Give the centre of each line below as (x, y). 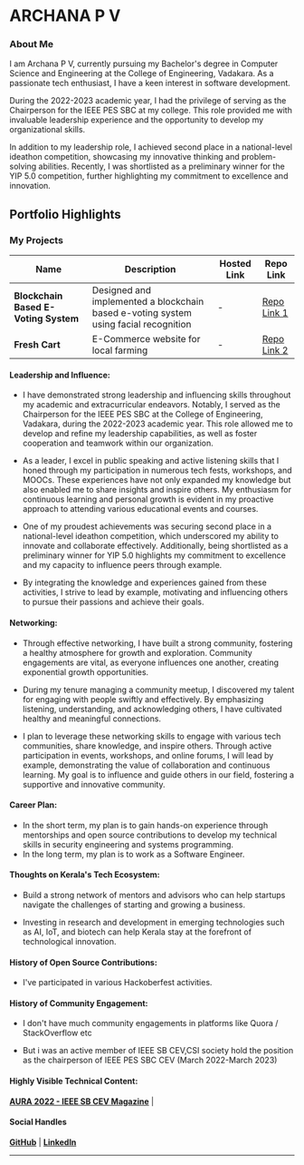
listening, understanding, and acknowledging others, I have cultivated (152, 709)
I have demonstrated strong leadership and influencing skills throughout (157, 395)
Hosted (235, 264)
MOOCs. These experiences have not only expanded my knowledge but (157, 480)
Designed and (122, 290)
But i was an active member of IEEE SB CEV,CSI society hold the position (158, 1051)
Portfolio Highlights (66, 214)
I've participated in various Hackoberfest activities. (117, 983)
